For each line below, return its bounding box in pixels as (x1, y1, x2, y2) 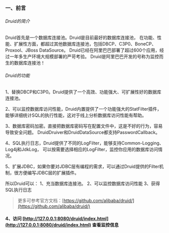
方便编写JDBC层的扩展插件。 (18, 170, 79, 176)
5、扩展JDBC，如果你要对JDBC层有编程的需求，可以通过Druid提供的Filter (5, 163, 160, 170)
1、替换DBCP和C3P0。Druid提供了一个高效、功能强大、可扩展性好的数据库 (5, 89, 161, 95)
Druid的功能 (5, 72, 30, 78)
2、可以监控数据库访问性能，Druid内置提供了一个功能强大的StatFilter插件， (5, 106, 162, 112)
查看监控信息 (92, 221, 119, 228)
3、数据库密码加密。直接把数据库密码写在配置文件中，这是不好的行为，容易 (5, 123, 163, 129)
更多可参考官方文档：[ (17, 198, 64, 204)
